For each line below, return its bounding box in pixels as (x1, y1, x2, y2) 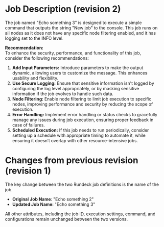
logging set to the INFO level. (5, 35, 64, 41)
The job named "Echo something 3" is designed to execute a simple (5, 20, 142, 25)
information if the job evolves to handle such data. (12, 91, 114, 97)
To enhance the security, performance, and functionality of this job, (5, 50, 141, 56)
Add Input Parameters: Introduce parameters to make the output (12, 65, 143, 71)
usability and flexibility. (12, 75, 59, 81)
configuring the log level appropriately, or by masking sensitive (12, 85, 140, 91)
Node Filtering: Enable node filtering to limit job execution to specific (12, 96, 152, 101)
